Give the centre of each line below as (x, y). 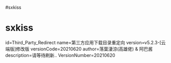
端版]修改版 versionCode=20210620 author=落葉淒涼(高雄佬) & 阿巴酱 (79, 49)
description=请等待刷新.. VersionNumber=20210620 (60, 55)
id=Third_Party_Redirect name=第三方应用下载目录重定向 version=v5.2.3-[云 (86, 42)
